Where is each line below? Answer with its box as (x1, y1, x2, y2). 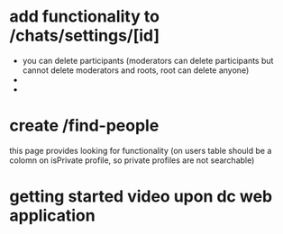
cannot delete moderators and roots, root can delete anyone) (22, 65, 250, 76)
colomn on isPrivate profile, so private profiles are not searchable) (9, 155, 255, 166)
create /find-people (9, 115, 160, 136)
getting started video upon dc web (9, 186, 273, 207)
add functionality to (9, 6, 160, 27)
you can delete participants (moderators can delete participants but (22, 55, 274, 66)
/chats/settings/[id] (9, 25, 160, 46)
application (9, 205, 96, 226)
